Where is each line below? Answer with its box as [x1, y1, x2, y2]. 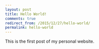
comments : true [5, 16, 36, 21]
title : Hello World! [5, 12, 47, 16]
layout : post [5, 7, 32, 12]
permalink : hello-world [5, 25, 54, 30]
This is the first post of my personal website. [5, 38, 95, 44]
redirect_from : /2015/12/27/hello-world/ [5, 20, 91, 26]
